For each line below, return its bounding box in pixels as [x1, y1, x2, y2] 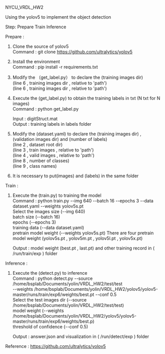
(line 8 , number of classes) [12, 158, 69, 164]
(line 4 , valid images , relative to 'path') [12, 153, 95, 158]
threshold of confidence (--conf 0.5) [12, 324, 89, 330]
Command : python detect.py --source [12, 275, 93, 281]
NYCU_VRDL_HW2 [5, 5, 44, 10]
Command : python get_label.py [12, 106, 79, 112]
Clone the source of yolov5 [12, 43, 69, 49]
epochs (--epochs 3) [12, 219, 56, 225]
